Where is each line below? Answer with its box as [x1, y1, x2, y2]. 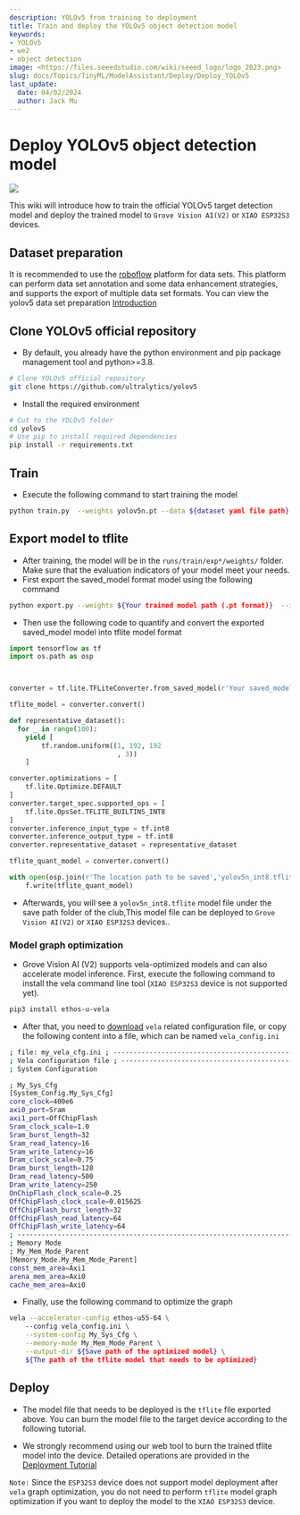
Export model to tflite [9, 532, 129, 547]
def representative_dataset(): [9, 717, 126, 726]
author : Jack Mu [17, 96, 78, 106]
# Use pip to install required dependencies [9, 432, 178, 441]
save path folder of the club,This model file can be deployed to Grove [21, 906, 276, 917]
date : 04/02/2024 [17, 88, 82, 97]
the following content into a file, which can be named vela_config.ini [21, 1030, 279, 1041]
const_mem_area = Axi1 [9, 1264, 87, 1272]
